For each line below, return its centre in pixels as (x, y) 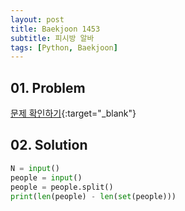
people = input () (46, 177)
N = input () (35, 168)
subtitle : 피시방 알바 (52, 38)
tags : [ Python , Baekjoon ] (64, 47)
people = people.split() (62, 187)
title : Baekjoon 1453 (55, 29)
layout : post (37, 19)
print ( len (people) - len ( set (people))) (93, 196)
